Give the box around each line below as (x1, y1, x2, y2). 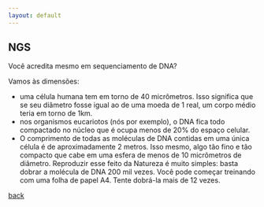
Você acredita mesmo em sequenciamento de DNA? (8, 61, 177, 71)
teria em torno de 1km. (19, 109, 93, 118)
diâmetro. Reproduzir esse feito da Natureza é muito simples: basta (19, 159, 239, 168)
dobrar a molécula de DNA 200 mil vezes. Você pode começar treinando (19, 167, 256, 177)
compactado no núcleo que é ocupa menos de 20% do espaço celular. (19, 125, 251, 135)
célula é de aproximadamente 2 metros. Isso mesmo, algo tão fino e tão (19, 142, 252, 152)
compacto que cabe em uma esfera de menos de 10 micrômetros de (19, 150, 242, 160)
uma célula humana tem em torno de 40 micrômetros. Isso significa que (19, 92, 254, 102)
